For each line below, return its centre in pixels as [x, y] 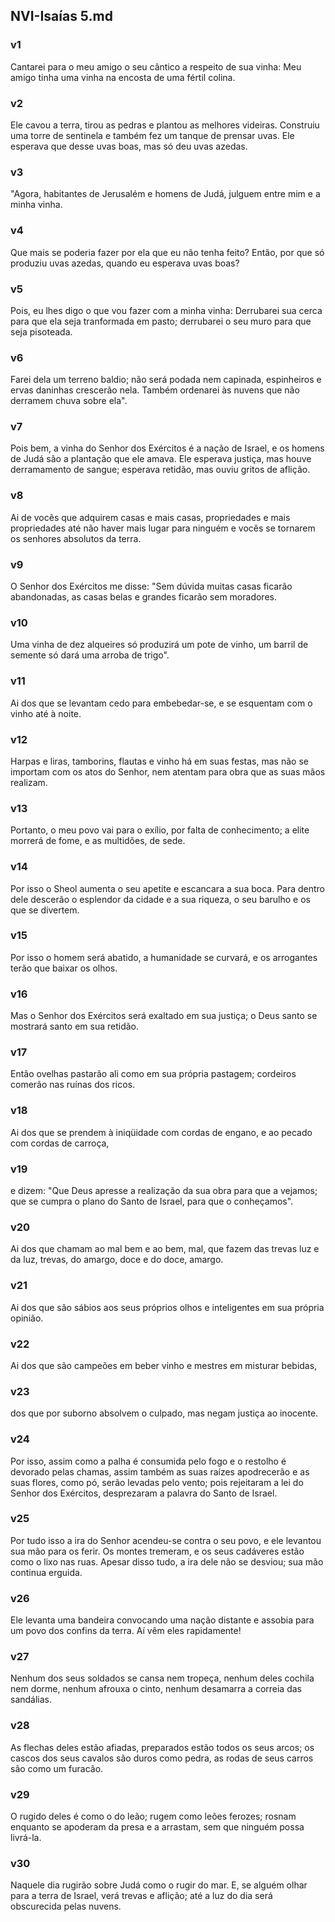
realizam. [29, 782]
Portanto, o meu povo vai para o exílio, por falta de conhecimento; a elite [160, 830]
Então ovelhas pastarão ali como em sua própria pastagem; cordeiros [153, 1074]
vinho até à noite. [46, 713]
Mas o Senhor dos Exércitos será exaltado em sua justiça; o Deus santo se [164, 1016]
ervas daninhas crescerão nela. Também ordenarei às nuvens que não [155, 390]
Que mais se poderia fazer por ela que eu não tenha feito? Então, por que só [167, 252]
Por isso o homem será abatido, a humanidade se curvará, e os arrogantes [164, 957]
